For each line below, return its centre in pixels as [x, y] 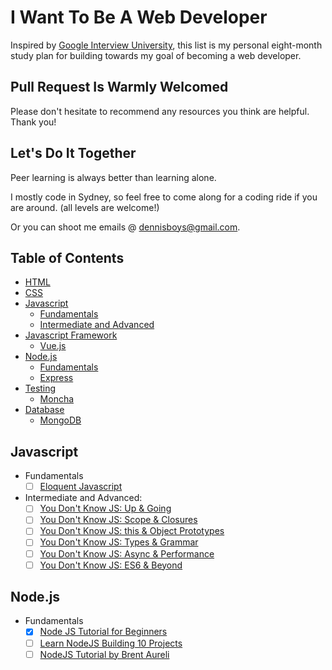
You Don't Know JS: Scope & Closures [118, 520]
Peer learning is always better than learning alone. [113, 177]
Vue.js [53, 346]
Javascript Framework [71, 335]
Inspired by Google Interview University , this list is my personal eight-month [166, 45]
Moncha [57, 399]
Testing [40, 388]
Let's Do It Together [73, 153]
